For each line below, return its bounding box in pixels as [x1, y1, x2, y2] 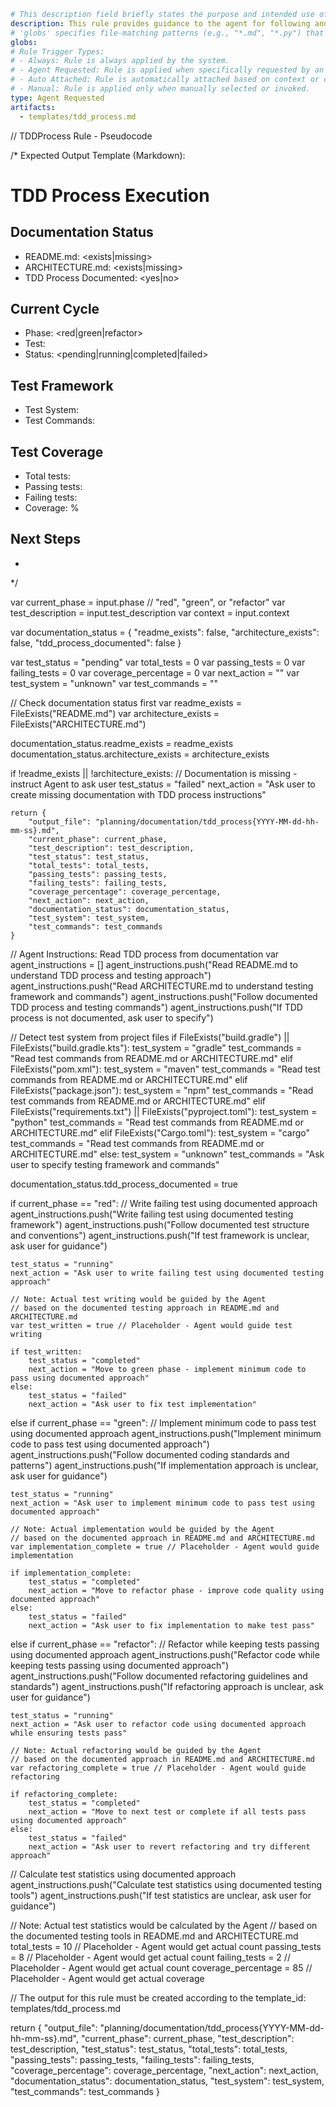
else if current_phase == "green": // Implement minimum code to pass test [10, 1416, 317, 1429]
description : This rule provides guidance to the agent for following [10, 18, 311, 29]
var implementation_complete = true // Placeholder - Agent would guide [10, 1541, 320, 1552]
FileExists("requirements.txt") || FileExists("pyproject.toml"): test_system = [10, 1105, 318, 1117]
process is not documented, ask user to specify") [10, 1011, 214, 1024]
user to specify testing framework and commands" [10, 1158, 220, 1170]
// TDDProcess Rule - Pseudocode [10, 130, 153, 142]
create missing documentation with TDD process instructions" [10, 788, 267, 800]
